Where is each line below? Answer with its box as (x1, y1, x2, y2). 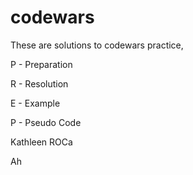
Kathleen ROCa (10, 136, 73, 148)
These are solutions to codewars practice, (10, 39, 184, 51)
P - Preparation (10, 58, 73, 70)
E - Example (10, 97, 61, 109)
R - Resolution (10, 77, 69, 90)
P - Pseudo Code (10, 116, 82, 128)
